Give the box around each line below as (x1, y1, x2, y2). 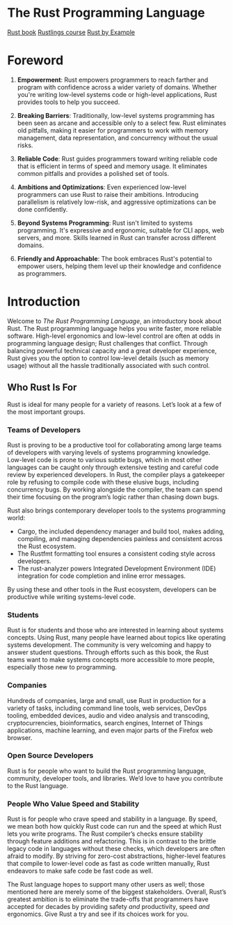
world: (7, 513, 26, 521)
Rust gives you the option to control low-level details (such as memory (7, 354, 209, 362)
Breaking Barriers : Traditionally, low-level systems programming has (17, 111, 215, 119)
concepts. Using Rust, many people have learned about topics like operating (7, 633, 226, 642)
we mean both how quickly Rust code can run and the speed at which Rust (7, 822, 222, 831)
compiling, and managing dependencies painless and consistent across (17, 534, 223, 542)
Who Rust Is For (7, 382, 77, 394)
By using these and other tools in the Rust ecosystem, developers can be (7, 585, 217, 593)
